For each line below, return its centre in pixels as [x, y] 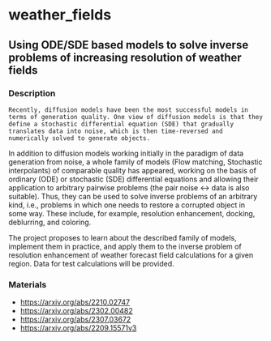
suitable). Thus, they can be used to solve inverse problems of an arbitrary [133, 196]
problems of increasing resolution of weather [125, 57]
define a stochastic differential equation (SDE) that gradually [121, 124]
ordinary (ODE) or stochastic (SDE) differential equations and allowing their [133, 179]
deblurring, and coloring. [50, 222]
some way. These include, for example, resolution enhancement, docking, [132, 213]
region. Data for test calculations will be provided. [91, 263]
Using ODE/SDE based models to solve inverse [129, 45]
